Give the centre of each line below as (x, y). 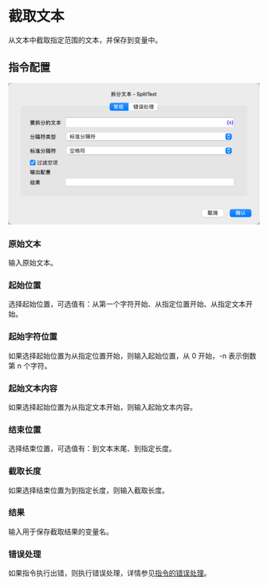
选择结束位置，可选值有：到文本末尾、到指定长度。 (92, 449)
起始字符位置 (33, 337)
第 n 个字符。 (30, 365)
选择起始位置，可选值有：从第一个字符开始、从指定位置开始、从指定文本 (127, 304)
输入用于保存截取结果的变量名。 (61, 532)
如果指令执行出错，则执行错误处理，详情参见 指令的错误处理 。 (110, 573)
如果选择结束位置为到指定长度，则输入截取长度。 (89, 490)
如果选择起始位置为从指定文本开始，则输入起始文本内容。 (102, 406)
